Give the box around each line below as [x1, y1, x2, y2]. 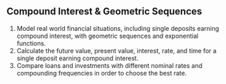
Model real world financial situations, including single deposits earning [16, 24, 220, 32]
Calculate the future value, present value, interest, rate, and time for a [16, 46, 217, 55]
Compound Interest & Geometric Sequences [6, 6, 203, 17]
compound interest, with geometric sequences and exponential [16, 31, 199, 40]
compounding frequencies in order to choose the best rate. [16, 69, 187, 77]
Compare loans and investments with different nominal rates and [16, 61, 203, 69]
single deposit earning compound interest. [16, 54, 139, 62]
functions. [16, 38, 46, 48]
